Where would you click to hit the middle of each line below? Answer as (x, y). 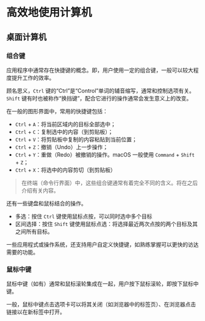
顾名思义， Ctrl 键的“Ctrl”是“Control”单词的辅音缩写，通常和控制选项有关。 (101, 90)
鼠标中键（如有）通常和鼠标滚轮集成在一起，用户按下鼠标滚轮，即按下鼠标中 (103, 284)
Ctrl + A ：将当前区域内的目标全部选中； (65, 124)
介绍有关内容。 (40, 190)
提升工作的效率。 (33, 77)
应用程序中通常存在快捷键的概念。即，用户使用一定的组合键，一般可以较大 (100, 70)
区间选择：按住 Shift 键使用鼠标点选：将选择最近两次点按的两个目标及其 (106, 224)
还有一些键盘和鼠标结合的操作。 (46, 203)
